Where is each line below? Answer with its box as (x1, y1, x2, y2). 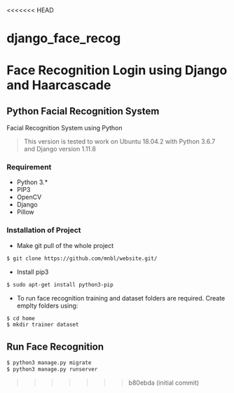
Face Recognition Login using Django (6, 62, 228, 78)
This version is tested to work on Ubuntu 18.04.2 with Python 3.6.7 (23, 137, 216, 146)
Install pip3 (16, 268, 49, 276)
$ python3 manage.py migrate (6, 359, 92, 366)
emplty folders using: (16, 301, 78, 310)
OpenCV (16, 193, 42, 202)
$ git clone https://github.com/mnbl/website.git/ (6, 255, 158, 262)
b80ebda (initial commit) (128, 378, 200, 387)
